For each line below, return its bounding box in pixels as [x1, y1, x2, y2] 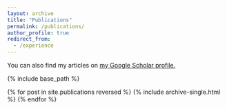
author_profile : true [7, 29, 70, 37]
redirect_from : [7, 36, 51, 43]
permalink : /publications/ [7, 23, 85, 30]
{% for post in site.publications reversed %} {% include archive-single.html [7, 88, 221, 96]
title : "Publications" [7, 17, 72, 23]
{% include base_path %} [7, 75, 80, 83]
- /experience [13, 42, 54, 49]
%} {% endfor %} [7, 95, 57, 103]
